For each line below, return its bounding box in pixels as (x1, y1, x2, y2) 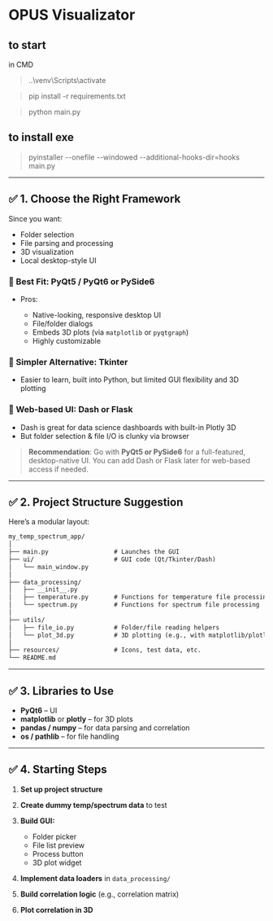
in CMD (8, 59, 34, 69)
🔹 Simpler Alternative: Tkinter (8, 356, 128, 367)
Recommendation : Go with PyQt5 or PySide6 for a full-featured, (28, 446, 246, 457)
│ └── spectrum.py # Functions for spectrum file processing (8, 601, 260, 609)
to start (8, 38, 46, 52)
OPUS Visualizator (8, 6, 136, 24)
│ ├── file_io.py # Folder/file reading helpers (8, 623, 220, 632)
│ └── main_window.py (8, 563, 89, 571)
